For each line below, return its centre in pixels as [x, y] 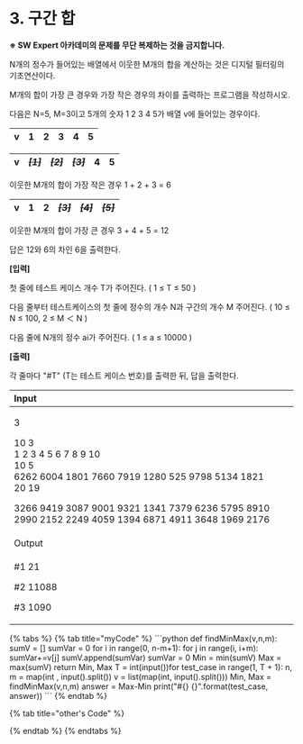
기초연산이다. [32, 75]
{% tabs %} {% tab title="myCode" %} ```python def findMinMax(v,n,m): [143, 638]
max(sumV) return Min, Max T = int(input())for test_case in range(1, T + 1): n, [151, 667]
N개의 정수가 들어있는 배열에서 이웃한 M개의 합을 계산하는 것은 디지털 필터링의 [147, 64]
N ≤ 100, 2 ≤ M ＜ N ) [49, 318]
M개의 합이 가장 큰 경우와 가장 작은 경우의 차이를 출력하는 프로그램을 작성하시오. [150, 95]
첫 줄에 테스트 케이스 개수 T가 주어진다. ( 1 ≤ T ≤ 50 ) [103, 287]
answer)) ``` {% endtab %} [59, 695]
